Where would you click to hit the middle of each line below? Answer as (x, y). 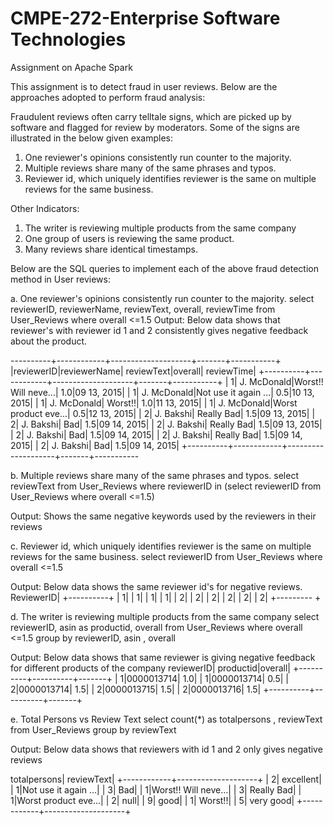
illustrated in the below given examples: (91, 138)
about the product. (49, 341)
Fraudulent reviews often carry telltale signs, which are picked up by (151, 116)
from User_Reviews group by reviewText (93, 729)
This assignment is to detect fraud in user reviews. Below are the (144, 86)
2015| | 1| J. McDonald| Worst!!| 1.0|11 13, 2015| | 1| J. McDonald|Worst (154, 403)
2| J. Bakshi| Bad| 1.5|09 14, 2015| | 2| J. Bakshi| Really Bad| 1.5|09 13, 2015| (166, 424)
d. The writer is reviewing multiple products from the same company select (165, 616)
